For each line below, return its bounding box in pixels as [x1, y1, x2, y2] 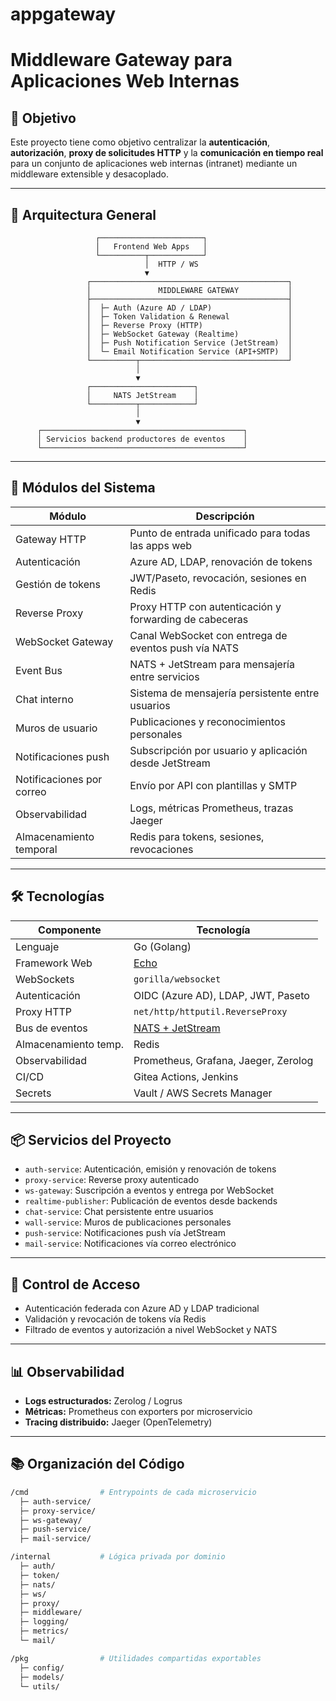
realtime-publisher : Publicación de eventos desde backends [24, 1195, 278, 1207]
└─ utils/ [19, 1681, 60, 1692]
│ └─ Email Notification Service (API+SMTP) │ [86, 347, 293, 357]
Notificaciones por [15, 772, 103, 786]
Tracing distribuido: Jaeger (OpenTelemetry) [24, 1416, 213, 1428]
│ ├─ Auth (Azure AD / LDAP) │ [86, 303, 293, 313]
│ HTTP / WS [144, 259, 199, 269]
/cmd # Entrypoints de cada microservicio [10, 1487, 257, 1497]
